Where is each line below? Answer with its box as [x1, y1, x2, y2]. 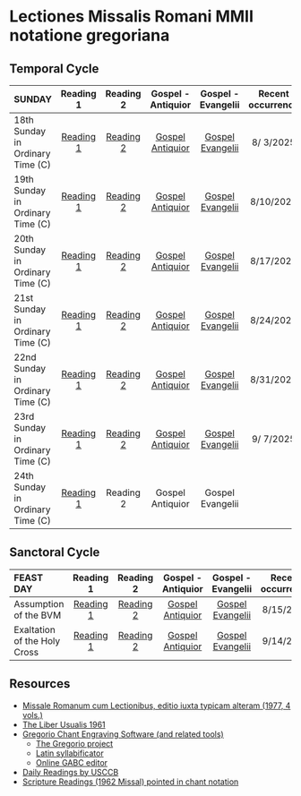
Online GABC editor [35, 757, 108, 767]
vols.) [21, 709, 43, 720]
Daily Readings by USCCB [21, 766, 119, 777]
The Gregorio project [35, 738, 114, 749]
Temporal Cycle [9, 61, 99, 76]
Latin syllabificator [35, 748, 105, 758]
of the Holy [13, 634, 61, 646]
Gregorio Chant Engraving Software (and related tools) [21, 728, 224, 740]
